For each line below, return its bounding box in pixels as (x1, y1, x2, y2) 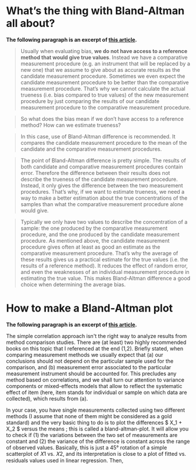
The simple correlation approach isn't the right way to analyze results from (6, 332, 187, 339)
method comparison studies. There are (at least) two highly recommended (6, 339, 187, 346)
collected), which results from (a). (6, 395, 88, 402)
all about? (6, 16, 55, 30)
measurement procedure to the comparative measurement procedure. (20, 104, 191, 111)
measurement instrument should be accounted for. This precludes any (6, 370, 177, 377)
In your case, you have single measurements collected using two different (6, 406, 185, 413)
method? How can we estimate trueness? (20, 121, 121, 128)
